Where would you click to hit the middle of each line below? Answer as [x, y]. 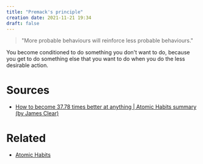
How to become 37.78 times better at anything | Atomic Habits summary [106, 107]
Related [26, 138]
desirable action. [28, 65]
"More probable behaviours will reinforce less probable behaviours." [107, 41]
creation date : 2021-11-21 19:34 [49, 18]
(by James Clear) [37, 113]
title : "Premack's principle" [45, 12]
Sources [28, 90]
